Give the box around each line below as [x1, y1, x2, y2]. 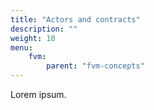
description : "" [10, 24, 78, 34]
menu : [10, 42, 33, 53]
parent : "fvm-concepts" [46, 61, 145, 71]
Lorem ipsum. [10, 89, 67, 100]
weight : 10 [10, 33, 56, 43]
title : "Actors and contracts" [10, 14, 141, 25]
